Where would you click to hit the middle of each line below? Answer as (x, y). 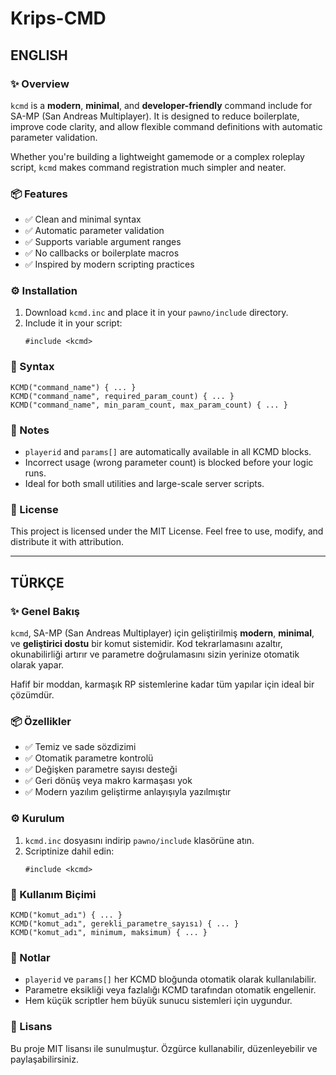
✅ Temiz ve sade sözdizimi (80, 747)
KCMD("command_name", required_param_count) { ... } (122, 396)
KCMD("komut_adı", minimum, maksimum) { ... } (109, 932)
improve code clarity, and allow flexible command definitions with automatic (166, 126)
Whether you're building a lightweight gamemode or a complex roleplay (157, 156)
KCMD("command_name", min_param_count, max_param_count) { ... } (149, 405)
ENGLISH (39, 55)
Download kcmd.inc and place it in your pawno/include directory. (156, 313)
